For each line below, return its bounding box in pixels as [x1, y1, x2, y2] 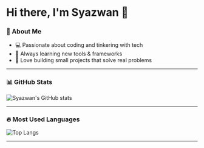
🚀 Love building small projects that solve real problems [15, 57, 152, 64]
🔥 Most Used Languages [6, 115, 80, 124]
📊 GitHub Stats [6, 78, 53, 86]
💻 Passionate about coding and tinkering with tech [15, 41, 143, 49]
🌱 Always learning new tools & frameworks [15, 50, 123, 57]
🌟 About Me [6, 27, 42, 36]
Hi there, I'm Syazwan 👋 [6, 5, 129, 19]
